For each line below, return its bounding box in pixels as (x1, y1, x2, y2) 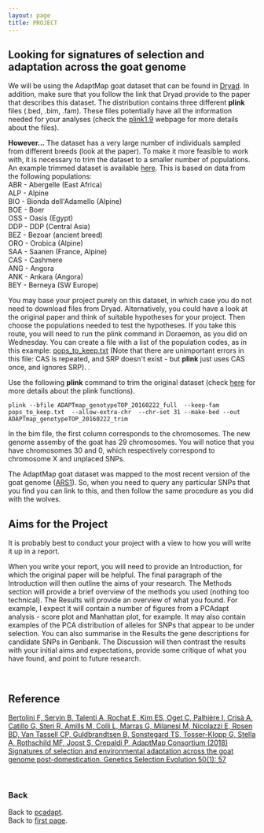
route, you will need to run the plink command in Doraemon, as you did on (8, 329, 247, 339)
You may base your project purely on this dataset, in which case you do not (8, 296, 252, 305)
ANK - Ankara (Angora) (8, 272, 84, 282)
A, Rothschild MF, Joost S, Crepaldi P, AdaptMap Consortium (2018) (8, 738, 229, 747)
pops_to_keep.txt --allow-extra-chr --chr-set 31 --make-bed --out (8, 409, 241, 416)
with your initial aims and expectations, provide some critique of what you (8, 646, 247, 655)
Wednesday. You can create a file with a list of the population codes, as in (8, 338, 247, 347)
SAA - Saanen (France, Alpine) (8, 247, 108, 257)
